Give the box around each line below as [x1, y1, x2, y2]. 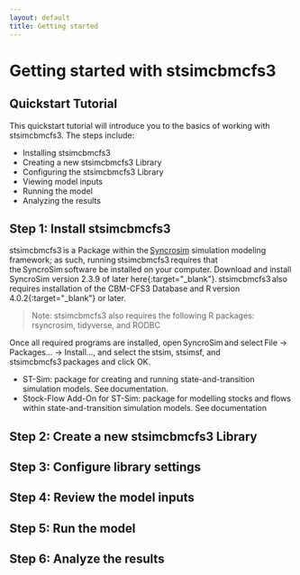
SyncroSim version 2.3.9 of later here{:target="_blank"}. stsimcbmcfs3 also [9, 274, 288, 285]
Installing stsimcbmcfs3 [22, 147, 111, 158]
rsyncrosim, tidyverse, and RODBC [31, 320, 160, 331]
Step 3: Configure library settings [9, 460, 201, 475]
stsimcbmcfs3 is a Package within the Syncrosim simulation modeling [9, 245, 267, 256]
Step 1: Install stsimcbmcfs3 [9, 221, 171, 236]
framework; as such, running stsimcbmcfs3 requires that [9, 254, 218, 266]
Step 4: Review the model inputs [9, 490, 195, 506]
